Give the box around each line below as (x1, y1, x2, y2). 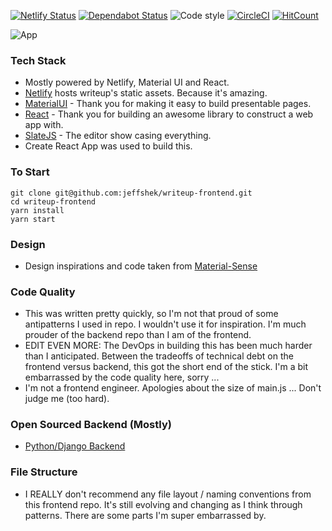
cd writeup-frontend (10, 196, 97, 207)
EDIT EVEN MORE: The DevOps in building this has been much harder (24, 340, 313, 352)
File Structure (10, 465, 78, 479)
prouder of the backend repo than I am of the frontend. (24, 329, 252, 341)
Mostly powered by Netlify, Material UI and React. (24, 76, 230, 89)
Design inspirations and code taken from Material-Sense (24, 260, 258, 272)
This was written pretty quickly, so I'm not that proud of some (24, 308, 279, 320)
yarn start (10, 214, 56, 224)
